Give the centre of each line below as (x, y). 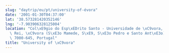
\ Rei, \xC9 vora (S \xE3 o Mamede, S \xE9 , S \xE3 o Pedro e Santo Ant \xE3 (85, 33)
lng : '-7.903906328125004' (33, 24)
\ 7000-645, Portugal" (33, 38)
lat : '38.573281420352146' (33, 19)
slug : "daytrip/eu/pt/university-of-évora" (52, 10)
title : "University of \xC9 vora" (40, 43)
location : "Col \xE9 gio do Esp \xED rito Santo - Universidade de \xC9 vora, (84, 29)
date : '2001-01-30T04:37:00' (36, 15)
